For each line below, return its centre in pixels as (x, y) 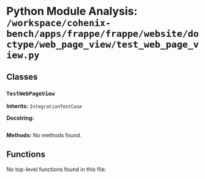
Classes (22, 77)
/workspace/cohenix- (59, 23)
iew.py (23, 55)
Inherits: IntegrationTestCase (44, 106)
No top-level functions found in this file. (56, 169)
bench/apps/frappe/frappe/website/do (103, 34)
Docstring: (20, 118)
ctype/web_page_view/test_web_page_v (103, 44)
